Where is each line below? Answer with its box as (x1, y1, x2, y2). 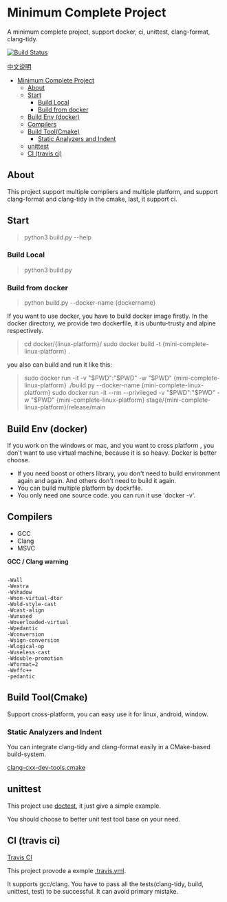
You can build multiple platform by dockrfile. (17, 484, 143, 492)
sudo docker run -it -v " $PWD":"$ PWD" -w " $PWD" (23, 374, 172, 383)
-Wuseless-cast (7, 649, 51, 656)
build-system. (7, 750, 47, 758)
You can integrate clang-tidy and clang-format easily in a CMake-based (7, 742, 211, 751)
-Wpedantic (7, 625, 39, 632)
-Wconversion (7, 631, 45, 638)
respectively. (7, 327, 43, 335)
